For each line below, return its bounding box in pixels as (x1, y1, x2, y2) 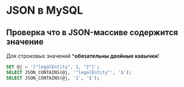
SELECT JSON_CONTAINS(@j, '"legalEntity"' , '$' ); (6, 69, 132, 75)
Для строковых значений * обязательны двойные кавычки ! (6, 52, 160, 60)
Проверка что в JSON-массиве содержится (6, 27, 179, 38)
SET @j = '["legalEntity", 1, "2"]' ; (6, 64, 100, 70)
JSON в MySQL (6, 4, 83, 17)
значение (6, 36, 43, 46)
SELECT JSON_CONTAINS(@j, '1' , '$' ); (6, 75, 100, 81)
